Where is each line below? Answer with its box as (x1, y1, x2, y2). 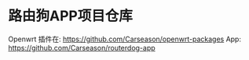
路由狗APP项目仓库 (8, 7, 134, 25)
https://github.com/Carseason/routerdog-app (8, 43, 156, 52)
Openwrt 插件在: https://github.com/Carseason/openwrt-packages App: (8, 34, 242, 44)
